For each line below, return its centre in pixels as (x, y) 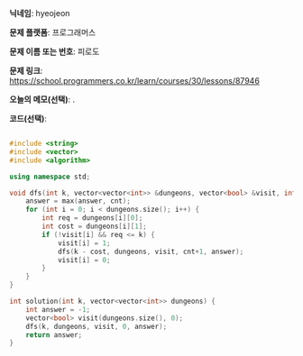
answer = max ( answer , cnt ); (78, 201)
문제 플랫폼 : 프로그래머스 (53, 32)
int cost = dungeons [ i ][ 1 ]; (94, 226)
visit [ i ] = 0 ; (84, 260)
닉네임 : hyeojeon (40, 13)
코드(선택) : (28, 119)
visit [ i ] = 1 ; (84, 243)
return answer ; (54, 335)
